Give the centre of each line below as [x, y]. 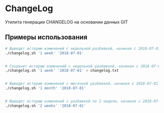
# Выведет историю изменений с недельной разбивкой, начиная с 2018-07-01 [83, 48]
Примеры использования [46, 37]
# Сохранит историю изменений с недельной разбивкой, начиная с [72, 66]
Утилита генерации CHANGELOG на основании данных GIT [67, 22]
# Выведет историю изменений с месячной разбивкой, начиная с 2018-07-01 [82, 84]
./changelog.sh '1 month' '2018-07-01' [46, 88]
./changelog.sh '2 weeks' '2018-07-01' [46, 106]
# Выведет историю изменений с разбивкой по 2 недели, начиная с [73, 101]
